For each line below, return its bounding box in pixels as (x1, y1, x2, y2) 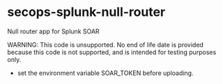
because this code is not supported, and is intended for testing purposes (7, 48, 217, 56)
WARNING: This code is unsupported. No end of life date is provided (7, 40, 204, 49)
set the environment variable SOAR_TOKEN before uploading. (17, 69, 194, 77)
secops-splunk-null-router (7, 4, 166, 20)
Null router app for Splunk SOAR (7, 27, 100, 35)
